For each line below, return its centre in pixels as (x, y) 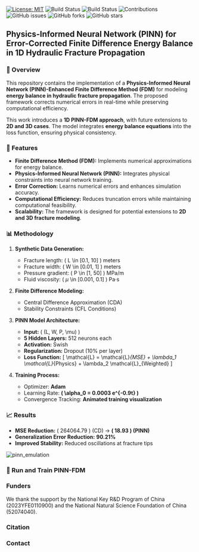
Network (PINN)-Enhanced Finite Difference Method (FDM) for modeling (97, 89)
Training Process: (37, 375)
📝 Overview (23, 70)
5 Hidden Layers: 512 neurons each (68, 338)
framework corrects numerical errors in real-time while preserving (87, 102)
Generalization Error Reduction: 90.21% (65, 437)
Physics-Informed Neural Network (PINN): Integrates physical (92, 173)
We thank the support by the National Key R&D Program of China (85, 499)
